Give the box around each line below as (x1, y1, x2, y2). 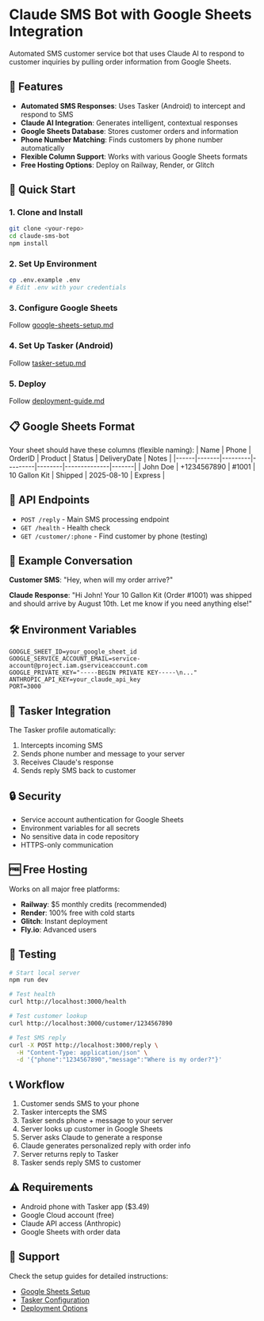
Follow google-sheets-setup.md (9, 320, 114, 330)
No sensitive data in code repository (20, 831, 140, 841)
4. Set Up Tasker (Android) (9, 340, 113, 351)
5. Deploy (9, 378, 47, 389)
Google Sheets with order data (20, 1227, 121, 1236)
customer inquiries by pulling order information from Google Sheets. (9, 57, 232, 67)
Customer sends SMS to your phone (20, 1099, 140, 1108)
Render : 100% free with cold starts (20, 908, 136, 917)
